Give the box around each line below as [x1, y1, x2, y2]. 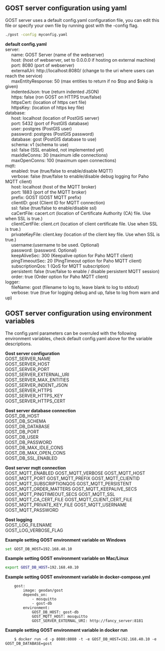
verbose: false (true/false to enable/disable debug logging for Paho [11, 173, 149, 179]
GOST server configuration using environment [5, 309, 152, 318]
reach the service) [5, 73, 43, 79]
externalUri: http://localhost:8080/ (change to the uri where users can [11, 67, 154, 74]
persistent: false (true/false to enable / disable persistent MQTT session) [11, 268, 160, 274]
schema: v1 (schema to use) [11, 141, 69, 147]
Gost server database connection [5, 407, 76, 413]
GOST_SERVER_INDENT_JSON [5, 382, 68, 388]
